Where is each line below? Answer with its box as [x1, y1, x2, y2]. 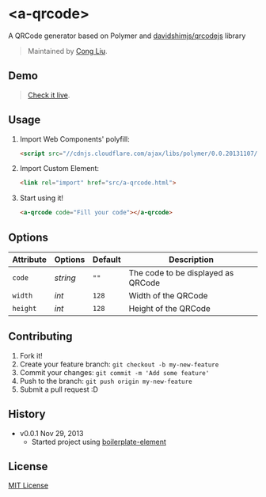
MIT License [8, 480, 49, 491]
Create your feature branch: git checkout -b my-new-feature [19, 359, 219, 369]
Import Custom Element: [19, 164, 100, 173]
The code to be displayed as [128, 267, 234, 278]
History [8, 408, 46, 421]
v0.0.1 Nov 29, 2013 [19, 428, 84, 438]
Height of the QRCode [128, 303, 211, 313]
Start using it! [19, 193, 64, 203]
